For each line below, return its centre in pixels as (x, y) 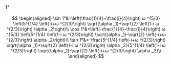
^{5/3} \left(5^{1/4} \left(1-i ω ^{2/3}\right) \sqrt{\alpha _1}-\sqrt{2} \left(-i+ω (86, 35)
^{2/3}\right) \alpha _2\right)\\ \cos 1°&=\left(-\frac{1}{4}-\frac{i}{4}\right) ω (86, 29)
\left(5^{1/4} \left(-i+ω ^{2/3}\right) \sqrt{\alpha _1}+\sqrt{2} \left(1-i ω (86, 24)
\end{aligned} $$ (86, 56)
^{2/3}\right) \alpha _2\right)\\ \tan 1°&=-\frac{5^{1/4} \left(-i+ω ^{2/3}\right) (86, 40)
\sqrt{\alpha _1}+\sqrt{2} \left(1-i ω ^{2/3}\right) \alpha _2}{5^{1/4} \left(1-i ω (86, 45)
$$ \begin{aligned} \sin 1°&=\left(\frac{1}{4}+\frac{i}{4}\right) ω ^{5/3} (86, 18)
